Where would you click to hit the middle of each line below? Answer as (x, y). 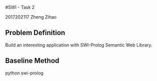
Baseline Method (32, 61)
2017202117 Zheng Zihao (31, 17)
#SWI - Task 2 (20, 7)
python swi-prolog (24, 73)
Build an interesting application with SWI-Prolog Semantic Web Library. (79, 45)
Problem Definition (35, 33)
